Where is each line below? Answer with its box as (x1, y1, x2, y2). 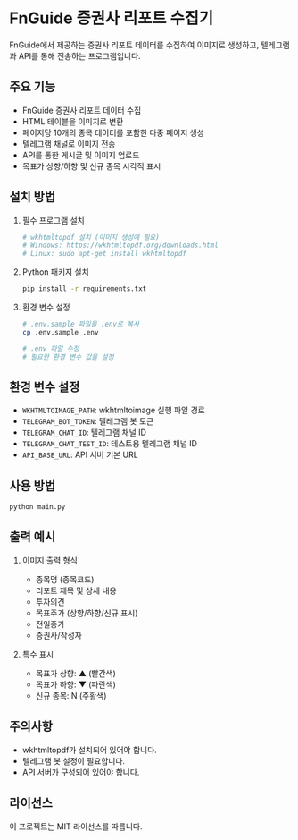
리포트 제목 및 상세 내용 (35, 585, 118, 596)
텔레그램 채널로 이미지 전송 (21, 138, 116, 148)
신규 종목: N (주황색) (35, 690, 107, 700)
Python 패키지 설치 (21, 267, 89, 277)
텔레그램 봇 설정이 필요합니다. (21, 755, 126, 766)
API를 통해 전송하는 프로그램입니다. (18, 50, 141, 61)
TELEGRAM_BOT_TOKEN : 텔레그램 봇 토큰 (21, 416, 154, 427)
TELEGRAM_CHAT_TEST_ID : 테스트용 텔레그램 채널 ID (21, 438, 198, 449)
